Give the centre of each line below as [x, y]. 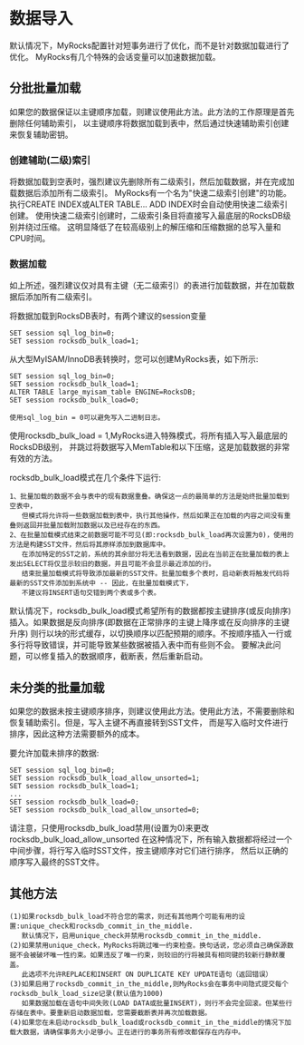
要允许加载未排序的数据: [54, 753]
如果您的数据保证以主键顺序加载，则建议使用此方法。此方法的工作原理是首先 [152, 112]
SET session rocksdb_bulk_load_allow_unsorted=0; [105, 810]
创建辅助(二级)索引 [50, 160]
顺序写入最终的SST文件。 [57, 862]
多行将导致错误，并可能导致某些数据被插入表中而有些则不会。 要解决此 [141, 645]
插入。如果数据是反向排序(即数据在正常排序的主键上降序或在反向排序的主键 [150, 622]
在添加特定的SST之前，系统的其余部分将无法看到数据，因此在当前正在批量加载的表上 [155, 554]
